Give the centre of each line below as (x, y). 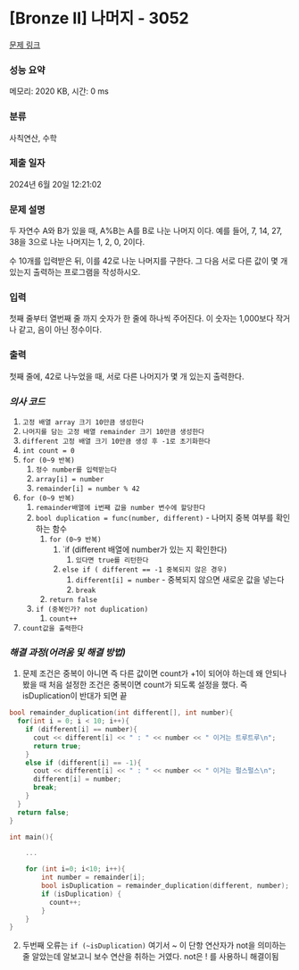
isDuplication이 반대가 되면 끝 (75, 696)
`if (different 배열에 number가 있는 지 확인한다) (145, 549)
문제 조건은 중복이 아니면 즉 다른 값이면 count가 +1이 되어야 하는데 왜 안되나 (154, 673)
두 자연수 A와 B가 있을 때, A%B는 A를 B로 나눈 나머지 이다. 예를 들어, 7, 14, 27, (146, 231)
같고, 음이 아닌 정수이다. (60, 330)
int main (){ (31, 837)
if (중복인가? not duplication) (92, 610)
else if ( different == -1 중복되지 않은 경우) (145, 570)
